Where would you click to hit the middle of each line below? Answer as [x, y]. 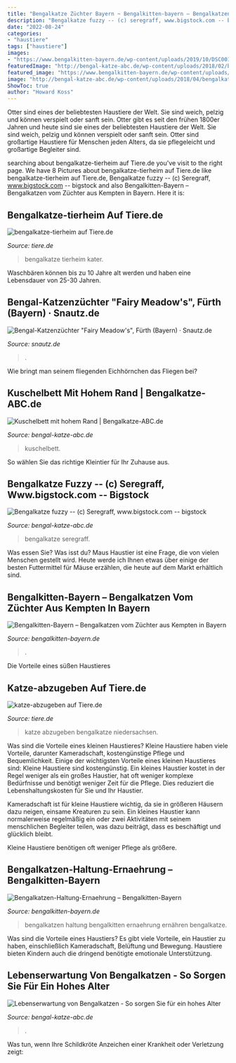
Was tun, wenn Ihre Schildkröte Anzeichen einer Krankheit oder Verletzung [116, 1044]
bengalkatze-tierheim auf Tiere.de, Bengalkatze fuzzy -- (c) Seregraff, [109, 178]
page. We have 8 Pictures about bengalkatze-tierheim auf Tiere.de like [110, 171]
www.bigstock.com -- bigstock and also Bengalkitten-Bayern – [98, 185]
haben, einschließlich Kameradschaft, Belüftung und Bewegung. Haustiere [115, 946]
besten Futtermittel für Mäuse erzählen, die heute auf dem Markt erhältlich [115, 568]
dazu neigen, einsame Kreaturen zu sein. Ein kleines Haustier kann [104, 811]
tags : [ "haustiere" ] [38, 46]
